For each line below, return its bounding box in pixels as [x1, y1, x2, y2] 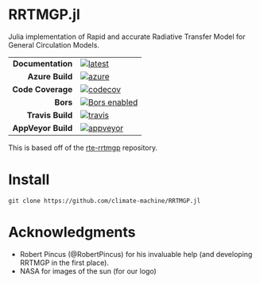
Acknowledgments [8, 224, 137, 241]
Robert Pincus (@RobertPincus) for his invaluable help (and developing [19, 249, 253, 259]
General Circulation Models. [8, 40, 99, 49]
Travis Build [26, 109, 73, 121]
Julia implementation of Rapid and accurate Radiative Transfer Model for [8, 32, 246, 41]
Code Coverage [12, 83, 73, 94]
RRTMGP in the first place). [19, 258, 110, 267]
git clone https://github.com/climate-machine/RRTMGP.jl [8, 197, 201, 205]
